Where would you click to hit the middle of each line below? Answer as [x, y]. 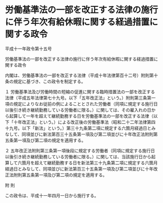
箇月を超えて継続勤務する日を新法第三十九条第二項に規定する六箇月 [90, 163]
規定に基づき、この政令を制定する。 [49, 81]
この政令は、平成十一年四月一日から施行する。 [52, 195]
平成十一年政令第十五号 [28, 49]
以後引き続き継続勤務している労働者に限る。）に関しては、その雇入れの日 [78, 110]
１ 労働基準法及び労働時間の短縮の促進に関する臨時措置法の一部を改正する [80, 92]
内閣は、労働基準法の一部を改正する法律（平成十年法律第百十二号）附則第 [79, 75]
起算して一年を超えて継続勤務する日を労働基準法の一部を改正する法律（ [81, 116]
